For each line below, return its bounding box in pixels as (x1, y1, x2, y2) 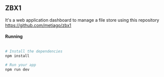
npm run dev (5, 67, 30, 72)
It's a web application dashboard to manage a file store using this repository (5, 17, 160, 23)
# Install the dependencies (5, 49, 63, 54)
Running (5, 34, 23, 39)
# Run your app (5, 62, 36, 67)
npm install (5, 53, 30, 58)
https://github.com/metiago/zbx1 (5, 22, 71, 28)
